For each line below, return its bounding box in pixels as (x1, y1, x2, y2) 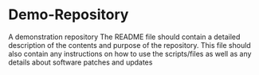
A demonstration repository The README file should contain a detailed (8, 32, 241, 41)
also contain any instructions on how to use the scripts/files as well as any (8, 49, 252, 58)
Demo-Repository (8, 6, 129, 24)
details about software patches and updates (8, 57, 153, 67)
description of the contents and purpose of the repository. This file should (8, 40, 251, 49)
